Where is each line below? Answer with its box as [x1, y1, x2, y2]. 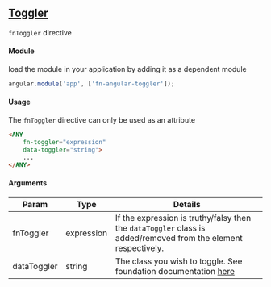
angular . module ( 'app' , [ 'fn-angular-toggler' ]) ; [8, 80, 175, 88]
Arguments [8, 178, 48, 188]
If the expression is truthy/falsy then [115, 212, 252, 223]
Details [173, 198, 201, 210]
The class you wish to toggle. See [115, 256, 243, 267]
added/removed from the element [115, 232, 244, 243]
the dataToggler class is [115, 222, 206, 233]
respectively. [115, 242, 165, 253]
